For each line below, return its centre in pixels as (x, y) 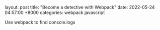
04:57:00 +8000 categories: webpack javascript (55, 12)
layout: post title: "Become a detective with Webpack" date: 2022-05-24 (80, 7)
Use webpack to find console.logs (40, 22)
